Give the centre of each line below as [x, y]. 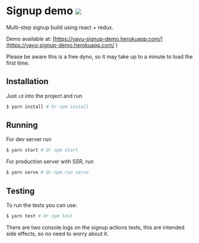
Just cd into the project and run [44, 95]
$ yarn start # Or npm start [42, 150]
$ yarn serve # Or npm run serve [48, 172]
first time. [18, 63]
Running [22, 125]
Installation [27, 81]
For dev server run [29, 139]
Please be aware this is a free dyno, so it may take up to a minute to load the [99, 56]
